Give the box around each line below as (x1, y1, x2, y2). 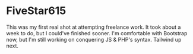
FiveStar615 (6, 4, 67, 18)
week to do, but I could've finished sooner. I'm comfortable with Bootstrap (6, 29, 188, 36)
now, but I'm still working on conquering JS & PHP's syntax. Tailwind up (6, 36, 182, 43)
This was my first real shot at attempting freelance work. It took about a (6, 23, 181, 31)
